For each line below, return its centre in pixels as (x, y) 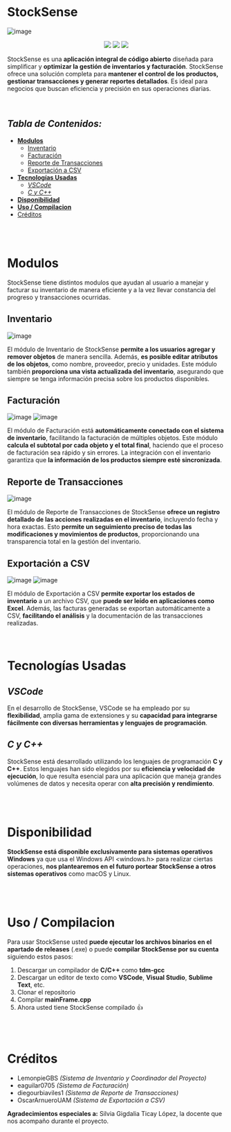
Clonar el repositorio (46, 992)
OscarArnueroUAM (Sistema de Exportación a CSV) (91, 1100)
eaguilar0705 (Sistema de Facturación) (73, 1085)
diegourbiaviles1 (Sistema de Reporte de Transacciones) (98, 1092)
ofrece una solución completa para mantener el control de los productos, (113, 74)
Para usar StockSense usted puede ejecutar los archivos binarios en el (110, 942)
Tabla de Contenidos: (55, 124)
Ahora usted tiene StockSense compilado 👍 (80, 1007)
